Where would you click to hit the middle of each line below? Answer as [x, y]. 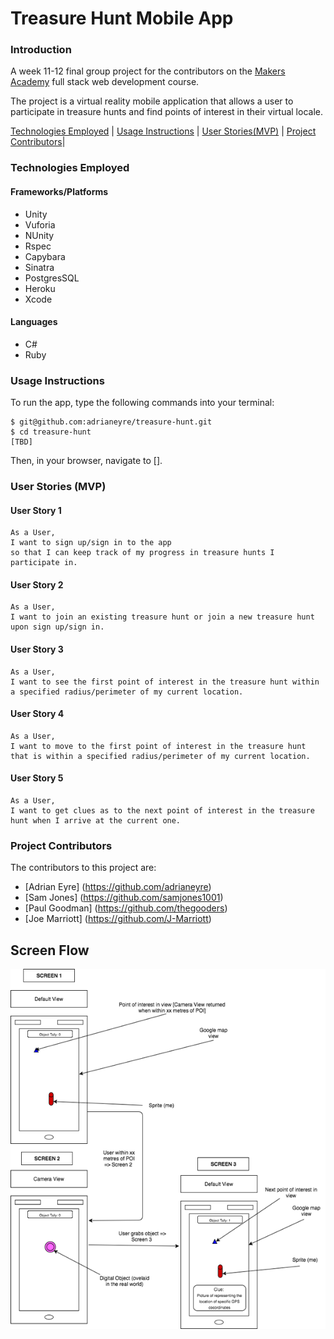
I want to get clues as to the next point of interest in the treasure [162, 811]
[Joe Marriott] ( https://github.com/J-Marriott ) [118, 919]
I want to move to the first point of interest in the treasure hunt [158, 746]
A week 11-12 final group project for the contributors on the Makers [148, 71]
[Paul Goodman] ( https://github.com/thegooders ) [126, 908]
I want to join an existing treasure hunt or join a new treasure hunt [162, 617]
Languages [34, 322]
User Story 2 [37, 584]
